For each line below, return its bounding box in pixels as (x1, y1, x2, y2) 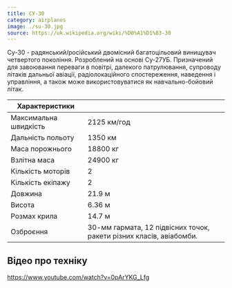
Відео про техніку (7, 255, 88, 267)
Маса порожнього (10, 144, 72, 154)
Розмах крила (10, 211, 58, 221)
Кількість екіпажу (10, 177, 70, 187)
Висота (10, 200, 35, 210)
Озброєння (10, 227, 48, 237)
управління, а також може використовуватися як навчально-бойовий (7, 77, 213, 86)
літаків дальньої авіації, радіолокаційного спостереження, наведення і (7, 70, 216, 79)
